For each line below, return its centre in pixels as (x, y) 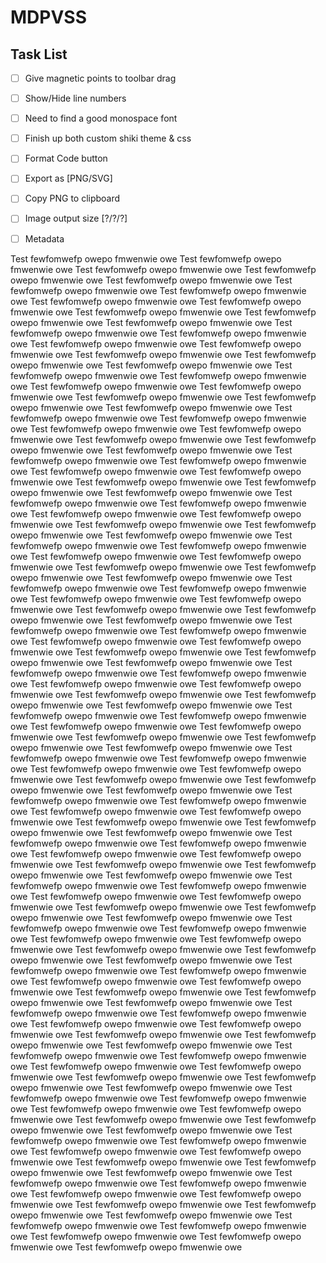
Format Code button (66, 158)
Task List (39, 54)
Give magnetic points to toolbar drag (100, 78)
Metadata (44, 238)
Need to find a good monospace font (101, 118)
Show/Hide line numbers (75, 98)
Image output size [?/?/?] (76, 218)
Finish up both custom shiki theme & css (108, 138)
